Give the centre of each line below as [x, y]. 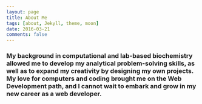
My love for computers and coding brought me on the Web [94, 78]
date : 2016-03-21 [28, 29]
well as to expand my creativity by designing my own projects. [100, 71]
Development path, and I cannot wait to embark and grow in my [101, 86]
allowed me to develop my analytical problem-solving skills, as [101, 63]
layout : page [23, 12]
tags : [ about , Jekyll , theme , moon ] [52, 23]
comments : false [27, 35]
